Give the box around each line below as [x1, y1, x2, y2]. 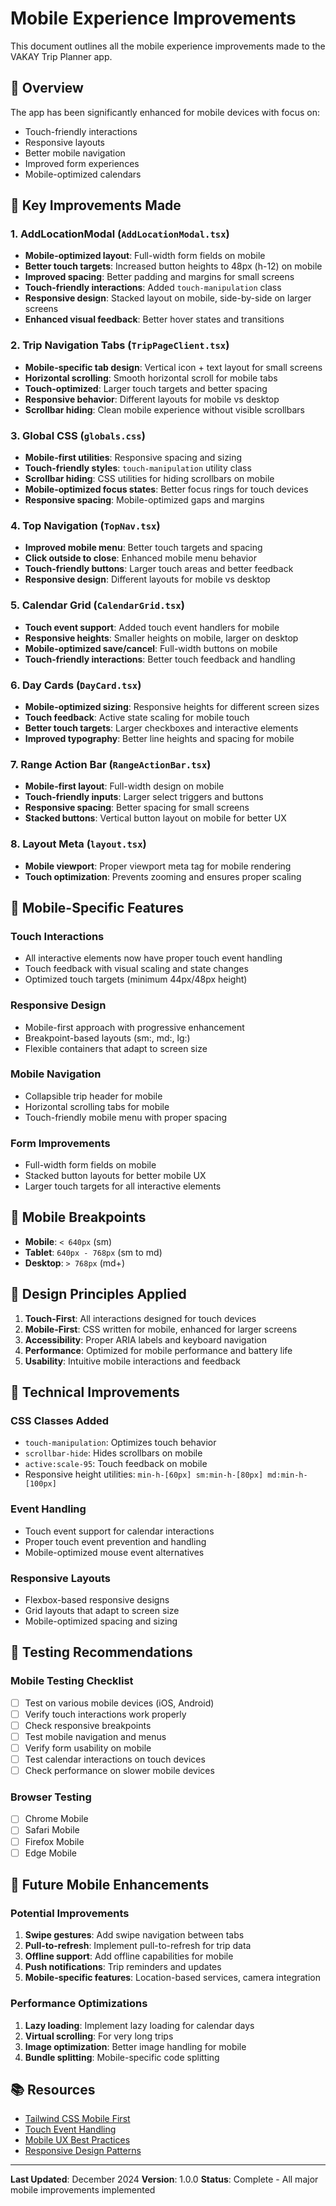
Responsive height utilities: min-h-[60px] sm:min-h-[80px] [24, 1468, 264, 1481]
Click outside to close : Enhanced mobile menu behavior [24, 552, 257, 564]
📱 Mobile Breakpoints [10, 1209, 147, 1226]
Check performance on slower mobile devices [24, 1765, 215, 1777]
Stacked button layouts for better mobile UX [24, 1170, 207, 1182]
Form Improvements [10, 1136, 111, 1150]
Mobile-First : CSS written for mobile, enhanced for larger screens [24, 1323, 298, 1335]
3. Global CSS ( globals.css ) [10, 428, 146, 442]
